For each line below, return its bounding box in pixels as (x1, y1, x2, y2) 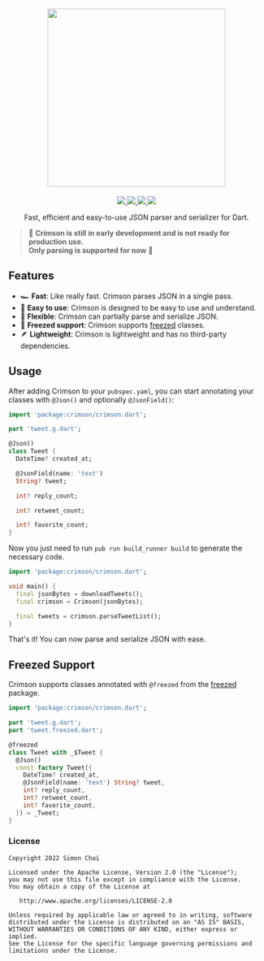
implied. (8, 932, 38, 941)
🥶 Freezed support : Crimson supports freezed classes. (19, 320, 206, 329)
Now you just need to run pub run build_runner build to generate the (8, 543, 243, 553)
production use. (28, 237, 84, 246)
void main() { (8, 582, 57, 591)
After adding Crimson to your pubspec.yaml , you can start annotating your (8, 386, 254, 396)
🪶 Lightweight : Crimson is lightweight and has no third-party (19, 329, 227, 339)
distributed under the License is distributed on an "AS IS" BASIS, (8, 918, 245, 926)
